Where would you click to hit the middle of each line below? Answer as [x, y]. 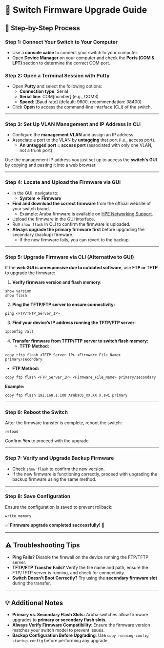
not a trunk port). [36, 151]
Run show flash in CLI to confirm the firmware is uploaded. [71, 224]
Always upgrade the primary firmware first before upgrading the [78, 229]
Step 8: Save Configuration [38, 497]
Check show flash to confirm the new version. [58, 469]
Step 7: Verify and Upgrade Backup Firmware [60, 458]
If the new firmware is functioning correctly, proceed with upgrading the [85, 474]
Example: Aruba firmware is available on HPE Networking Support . [86, 214]
